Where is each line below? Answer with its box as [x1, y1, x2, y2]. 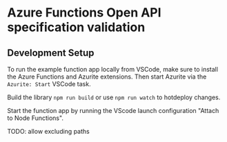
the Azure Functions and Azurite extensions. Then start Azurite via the [7, 72, 207, 81]
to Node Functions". [7, 114, 64, 122]
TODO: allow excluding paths [7, 128, 90, 135]
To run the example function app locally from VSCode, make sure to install [7, 65, 219, 73]
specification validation [7, 19, 146, 35]
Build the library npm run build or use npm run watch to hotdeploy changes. [7, 93, 221, 101]
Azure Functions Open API [7, 5, 161, 21]
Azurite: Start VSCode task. [7, 80, 91, 88]
